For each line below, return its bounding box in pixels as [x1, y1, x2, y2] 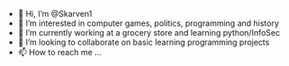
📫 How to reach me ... [17, 47, 102, 57]
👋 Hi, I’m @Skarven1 [17, 9, 93, 19]
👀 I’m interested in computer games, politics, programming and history [17, 18, 279, 29]
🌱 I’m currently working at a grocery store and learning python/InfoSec [17, 28, 281, 37]
